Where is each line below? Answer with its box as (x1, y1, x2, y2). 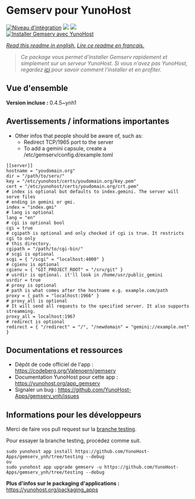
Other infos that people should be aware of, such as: (14, 132, 143, 139)
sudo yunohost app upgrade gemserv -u (6, 465, 102, 470)
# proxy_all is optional (6, 298, 68, 304)
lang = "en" (6, 215, 36, 221)
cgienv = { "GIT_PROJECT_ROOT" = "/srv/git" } (6, 266, 123, 272)
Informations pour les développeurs (6, 410, 142, 420)
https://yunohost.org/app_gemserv (14, 380, 101, 387)
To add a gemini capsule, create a (23, 145, 107, 152)
